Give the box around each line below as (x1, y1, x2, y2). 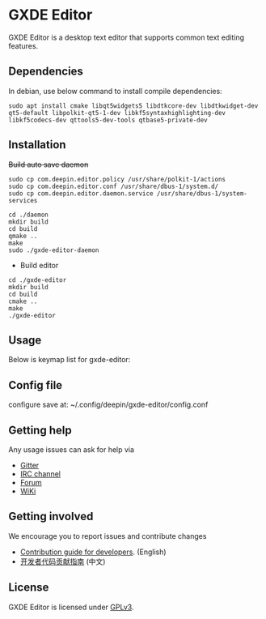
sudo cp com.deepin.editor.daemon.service (8, 189, 154, 198)
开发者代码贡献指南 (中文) (19, 557, 106, 566)
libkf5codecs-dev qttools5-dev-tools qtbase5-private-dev (8, 116, 208, 124)
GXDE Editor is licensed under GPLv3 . (8, 602, 134, 612)
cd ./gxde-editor (8, 275, 67, 284)
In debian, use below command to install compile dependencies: (8, 86, 222, 96)
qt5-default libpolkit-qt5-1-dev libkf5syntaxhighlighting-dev (8, 109, 226, 117)
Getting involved (8, 510, 94, 523)
